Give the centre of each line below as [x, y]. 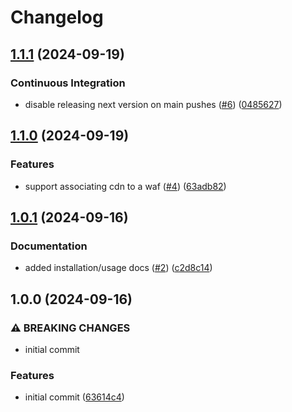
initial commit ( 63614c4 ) [74, 397]
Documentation [49, 246]
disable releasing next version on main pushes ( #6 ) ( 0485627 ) [153, 104]
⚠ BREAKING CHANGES [70, 328]
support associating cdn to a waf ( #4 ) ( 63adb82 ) [125, 186]
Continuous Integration [68, 83]
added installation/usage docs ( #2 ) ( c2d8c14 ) [118, 268]
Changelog [57, 17]
